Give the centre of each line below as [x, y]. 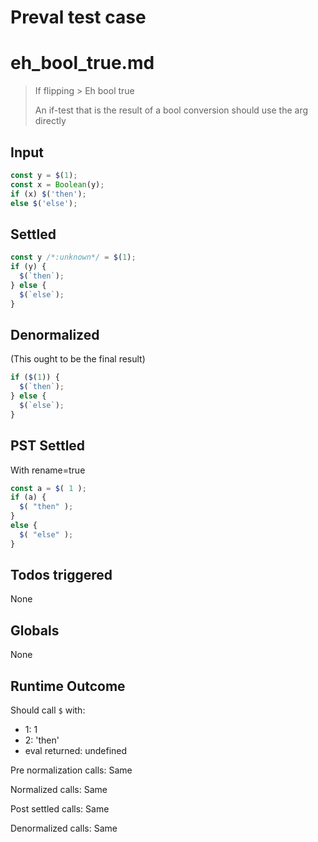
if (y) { [28, 267]
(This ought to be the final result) [78, 359]
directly [50, 121]
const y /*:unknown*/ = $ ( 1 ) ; [73, 257]
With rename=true [48, 470]
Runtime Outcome [68, 686]
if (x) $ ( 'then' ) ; [48, 194]
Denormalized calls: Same [64, 828]
